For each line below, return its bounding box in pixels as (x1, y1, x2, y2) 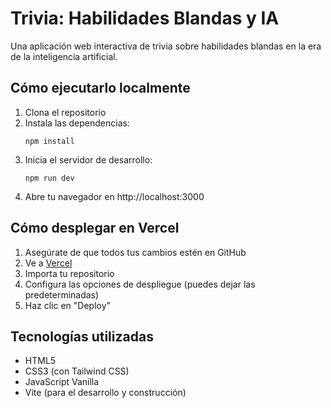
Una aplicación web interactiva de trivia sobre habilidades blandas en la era (10, 40, 322, 52)
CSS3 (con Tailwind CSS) (24, 365, 130, 377)
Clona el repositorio (24, 106, 107, 118)
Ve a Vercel (24, 257, 73, 269)
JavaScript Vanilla (24, 376, 100, 388)
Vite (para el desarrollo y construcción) (24, 387, 187, 399)
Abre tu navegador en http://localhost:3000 (24, 190, 205, 202)
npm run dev (24, 173, 75, 183)
